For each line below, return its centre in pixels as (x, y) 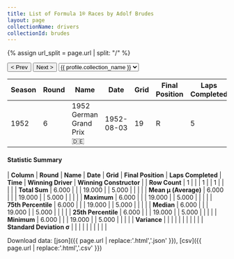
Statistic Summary (35, 160)
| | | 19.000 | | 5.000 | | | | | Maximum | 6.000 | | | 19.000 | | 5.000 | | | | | (110, 198)
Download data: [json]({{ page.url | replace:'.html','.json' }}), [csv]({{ (104, 241)
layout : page (26, 20)
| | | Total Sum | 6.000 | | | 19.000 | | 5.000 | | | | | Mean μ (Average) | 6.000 (116, 190)
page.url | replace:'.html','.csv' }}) (55, 248)
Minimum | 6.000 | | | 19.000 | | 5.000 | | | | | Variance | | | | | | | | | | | (105, 220)
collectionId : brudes (39, 33)
